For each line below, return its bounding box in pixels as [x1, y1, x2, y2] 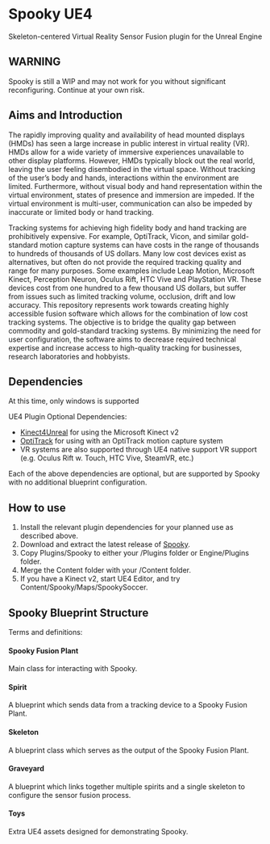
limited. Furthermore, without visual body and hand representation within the [8, 181, 263, 191]
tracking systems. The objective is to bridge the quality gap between [8, 317, 236, 327]
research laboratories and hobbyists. [8, 351, 131, 361]
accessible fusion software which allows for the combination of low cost [8, 309, 248, 318]
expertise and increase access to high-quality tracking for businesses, [8, 342, 243, 352]
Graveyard [8, 764, 44, 774]
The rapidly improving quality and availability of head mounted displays [8, 130, 245, 140]
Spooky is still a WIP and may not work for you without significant [8, 76, 226, 86]
